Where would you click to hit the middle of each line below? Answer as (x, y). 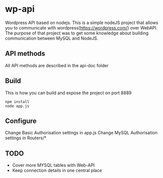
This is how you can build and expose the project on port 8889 (68, 93)
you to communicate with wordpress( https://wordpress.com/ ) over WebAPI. (81, 27)
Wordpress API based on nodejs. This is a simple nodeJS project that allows (82, 23)
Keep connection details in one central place (57, 171)
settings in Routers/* (26, 138)
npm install (17, 102)
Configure (21, 121)
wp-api (20, 9)
